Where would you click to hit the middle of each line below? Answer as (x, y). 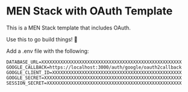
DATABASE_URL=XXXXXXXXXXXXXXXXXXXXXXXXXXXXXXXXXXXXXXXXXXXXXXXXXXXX (94, 62)
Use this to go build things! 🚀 (42, 39)
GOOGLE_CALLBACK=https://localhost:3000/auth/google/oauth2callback (94, 67)
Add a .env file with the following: (48, 51)
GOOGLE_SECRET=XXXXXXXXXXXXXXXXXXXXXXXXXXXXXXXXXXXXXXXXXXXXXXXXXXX (94, 78)
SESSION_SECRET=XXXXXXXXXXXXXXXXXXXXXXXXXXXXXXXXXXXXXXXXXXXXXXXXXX (94, 83)
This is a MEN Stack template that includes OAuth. (69, 28)
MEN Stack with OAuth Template (89, 11)
